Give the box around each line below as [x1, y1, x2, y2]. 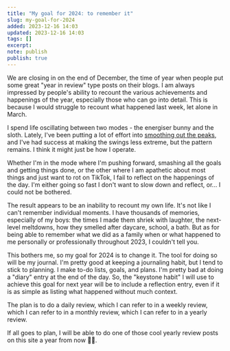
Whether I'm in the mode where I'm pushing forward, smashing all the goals [7, 159, 222, 167]
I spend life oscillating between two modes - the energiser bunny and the [7, 123, 214, 131]
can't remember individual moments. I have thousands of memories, [7, 208, 200, 216]
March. [7, 110, 27, 118]
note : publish [7, 49, 48, 56]
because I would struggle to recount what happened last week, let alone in [7, 102, 218, 111]
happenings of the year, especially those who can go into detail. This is [7, 95, 208, 104]
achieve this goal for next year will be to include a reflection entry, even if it [7, 280, 220, 288]
